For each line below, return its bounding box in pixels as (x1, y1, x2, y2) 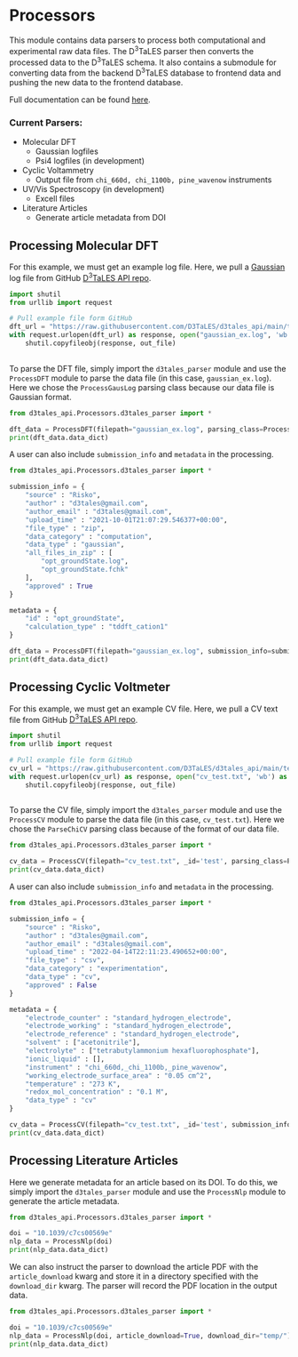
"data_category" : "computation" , (25, 532, 153, 541)
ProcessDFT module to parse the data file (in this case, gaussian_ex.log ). (9, 373, 272, 383)
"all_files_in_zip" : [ (25, 549, 114, 558)
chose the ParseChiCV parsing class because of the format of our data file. (9, 823, 279, 834)
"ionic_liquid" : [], (25, 1055, 105, 1064)
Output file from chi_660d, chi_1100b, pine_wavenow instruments (35, 174, 272, 185)
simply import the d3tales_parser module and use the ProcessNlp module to (9, 1186, 286, 1197)
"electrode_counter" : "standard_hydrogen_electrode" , (25, 1013, 232, 1023)
